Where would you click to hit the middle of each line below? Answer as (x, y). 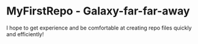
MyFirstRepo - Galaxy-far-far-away (98, 11)
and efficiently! (25, 34)
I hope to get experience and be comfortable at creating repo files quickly (99, 28)
